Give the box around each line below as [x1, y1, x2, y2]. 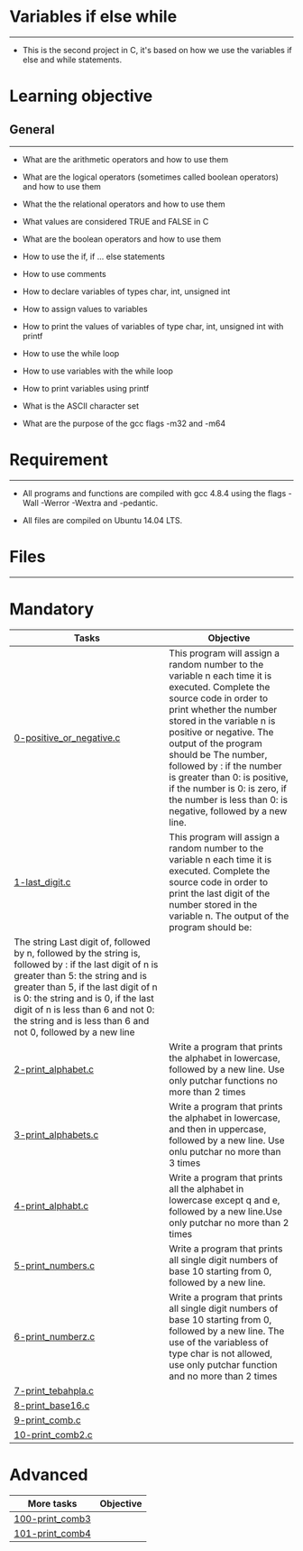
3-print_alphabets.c [14, 1128, 99, 1140]
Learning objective [9, 86, 153, 106]
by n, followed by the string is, [14, 946, 142, 959]
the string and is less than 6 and [14, 1014, 150, 1027]
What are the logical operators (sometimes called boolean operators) [22, 171, 280, 182]
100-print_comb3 [14, 1512, 92, 1525]
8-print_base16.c [14, 1399, 90, 1411]
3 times [169, 1157, 201, 1169]
